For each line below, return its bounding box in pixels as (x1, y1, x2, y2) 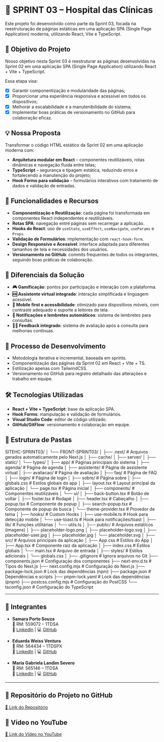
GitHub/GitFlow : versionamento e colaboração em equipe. (12, 422, 130, 428)
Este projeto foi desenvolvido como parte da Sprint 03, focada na (5, 21, 137, 26)
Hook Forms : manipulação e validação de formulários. (12, 411, 122, 417)
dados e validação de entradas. (12, 183, 76, 188)
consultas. (12, 318, 33, 324)
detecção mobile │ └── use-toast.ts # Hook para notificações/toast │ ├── (5, 516, 156, 522)
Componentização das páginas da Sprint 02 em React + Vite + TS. (12, 360, 146, 366)
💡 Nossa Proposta (5, 129, 61, 138)
